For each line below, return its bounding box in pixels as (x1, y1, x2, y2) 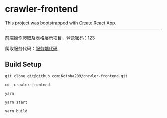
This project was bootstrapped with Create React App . (5, 20, 117, 26)
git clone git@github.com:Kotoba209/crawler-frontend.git (5, 73, 128, 78)
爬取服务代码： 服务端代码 (5, 45, 58, 51)
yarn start (5, 100, 28, 105)
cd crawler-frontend (5, 82, 50, 87)
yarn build (5, 108, 28, 113)
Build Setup (5, 60, 42, 69)
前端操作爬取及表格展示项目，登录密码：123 (5, 35, 95, 41)
